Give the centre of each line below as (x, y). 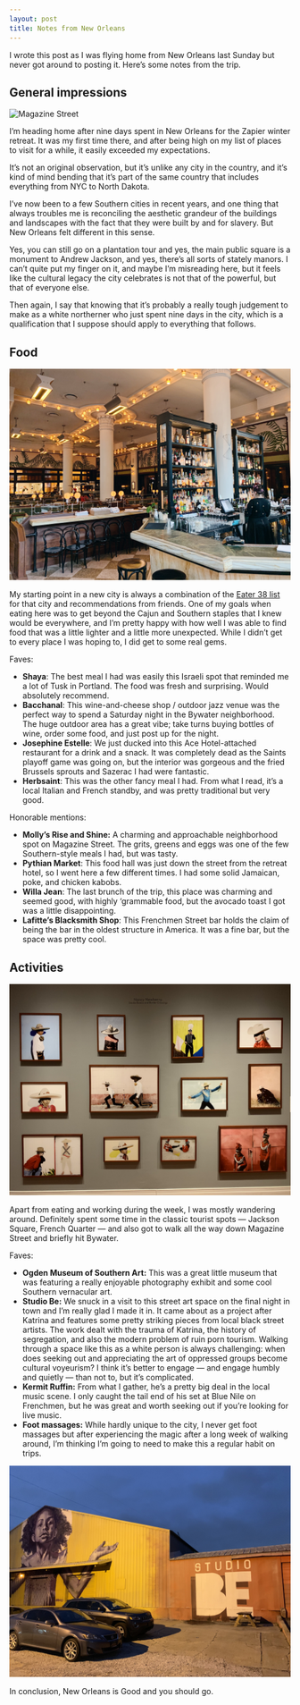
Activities (37, 967)
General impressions (68, 93)
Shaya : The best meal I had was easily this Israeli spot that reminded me (155, 677)
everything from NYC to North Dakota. (79, 187)
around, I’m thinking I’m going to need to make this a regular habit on (148, 1443)
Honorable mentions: (48, 817)
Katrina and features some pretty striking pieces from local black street (153, 1320)
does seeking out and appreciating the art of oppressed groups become (155, 1358)
